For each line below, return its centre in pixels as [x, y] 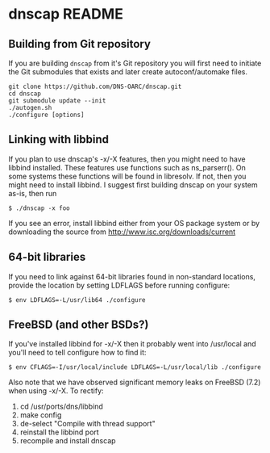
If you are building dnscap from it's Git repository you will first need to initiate [135, 63]
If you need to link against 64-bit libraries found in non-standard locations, [132, 276]
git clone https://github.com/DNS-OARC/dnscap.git [95, 86]
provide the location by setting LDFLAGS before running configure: [119, 285]
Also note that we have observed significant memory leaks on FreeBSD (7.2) [135, 382]
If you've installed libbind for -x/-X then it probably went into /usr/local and [132, 344]
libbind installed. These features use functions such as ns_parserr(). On [127, 167]
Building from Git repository [80, 44]
